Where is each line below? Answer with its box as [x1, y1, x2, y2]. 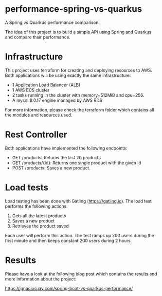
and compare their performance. [5, 34, 71, 40]
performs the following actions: [5, 203, 68, 209]
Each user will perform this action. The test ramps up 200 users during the [5, 232, 155, 238]
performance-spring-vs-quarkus [5, 3, 142, 15]
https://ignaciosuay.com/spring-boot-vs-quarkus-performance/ [5, 285, 133, 291]
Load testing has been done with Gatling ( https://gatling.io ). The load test [5, 198, 152, 204]
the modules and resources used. [5, 112, 72, 118]
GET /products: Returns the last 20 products [12, 154, 101, 160]
